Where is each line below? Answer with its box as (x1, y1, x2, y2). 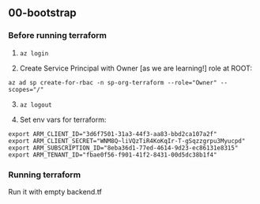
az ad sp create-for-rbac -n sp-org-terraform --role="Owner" (8, 78, 217, 86)
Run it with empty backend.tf (8, 187, 103, 196)
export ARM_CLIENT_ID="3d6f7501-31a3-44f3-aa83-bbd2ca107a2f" (8, 130, 217, 138)
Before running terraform (8, 30, 107, 41)
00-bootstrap (8, 6, 77, 20)
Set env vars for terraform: (19, 115, 107, 124)
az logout (19, 100, 53, 109)
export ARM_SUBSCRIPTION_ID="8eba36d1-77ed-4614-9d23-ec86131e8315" (8, 144, 239, 152)
